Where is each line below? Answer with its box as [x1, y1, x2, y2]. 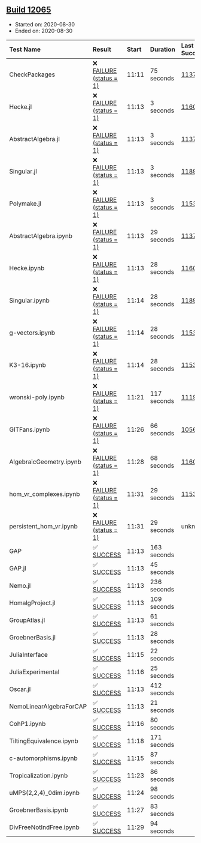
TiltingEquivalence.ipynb [9, 737, 79, 745]
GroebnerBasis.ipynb [9, 806, 69, 814]
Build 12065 [6, 5, 51, 15]
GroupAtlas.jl [9, 615, 45, 624]
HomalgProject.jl [9, 599, 56, 607]
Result [92, 45, 112, 53]
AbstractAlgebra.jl [9, 134, 60, 143]
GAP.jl [9, 564, 26, 572]
